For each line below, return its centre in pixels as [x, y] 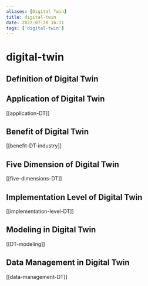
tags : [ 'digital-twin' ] [35, 28]
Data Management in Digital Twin [68, 263]
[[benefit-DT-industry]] [34, 146]
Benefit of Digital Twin [48, 132]
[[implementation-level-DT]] [40, 211]
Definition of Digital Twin [52, 79]
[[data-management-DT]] [37, 277]
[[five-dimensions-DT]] [34, 179]
